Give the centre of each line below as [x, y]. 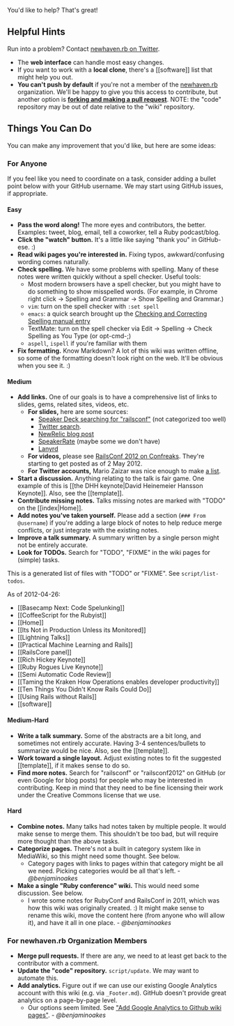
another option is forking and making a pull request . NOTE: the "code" [119, 99]
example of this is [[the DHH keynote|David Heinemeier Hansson [110, 486]
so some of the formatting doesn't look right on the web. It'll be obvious [120, 358]
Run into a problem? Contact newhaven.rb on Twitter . [84, 49]
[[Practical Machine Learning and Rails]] [75, 645]
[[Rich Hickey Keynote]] [51, 660]
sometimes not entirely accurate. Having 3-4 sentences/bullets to [111, 743]
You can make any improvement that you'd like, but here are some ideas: [111, 145]
